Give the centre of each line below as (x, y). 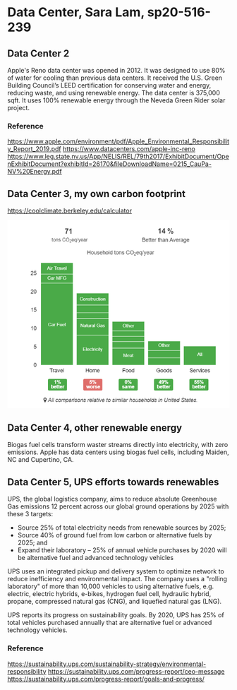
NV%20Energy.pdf (35, 172)
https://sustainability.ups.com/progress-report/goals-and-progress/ (106, 679)
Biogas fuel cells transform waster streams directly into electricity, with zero (118, 445)
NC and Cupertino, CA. (41, 460)
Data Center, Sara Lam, (76, 12)
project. (19, 108)
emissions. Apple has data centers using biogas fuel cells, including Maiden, (118, 452)
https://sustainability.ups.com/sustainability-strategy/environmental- (107, 664)
